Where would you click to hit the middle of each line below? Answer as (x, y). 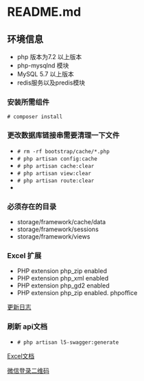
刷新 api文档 (27, 327)
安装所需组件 (28, 102)
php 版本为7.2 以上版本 (49, 57)
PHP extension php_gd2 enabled (63, 285)
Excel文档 (21, 356)
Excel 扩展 (24, 255)
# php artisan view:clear (54, 173)
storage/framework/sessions (58, 229)
